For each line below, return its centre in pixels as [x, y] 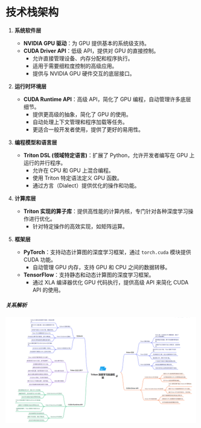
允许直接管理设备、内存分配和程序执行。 [83, 58]
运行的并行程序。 [45, 163]
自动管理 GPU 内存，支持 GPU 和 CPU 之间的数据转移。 [101, 267]
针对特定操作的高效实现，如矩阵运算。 [80, 226]
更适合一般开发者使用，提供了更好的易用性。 [88, 129]
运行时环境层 [30, 86]
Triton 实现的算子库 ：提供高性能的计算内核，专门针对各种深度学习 [106, 211]
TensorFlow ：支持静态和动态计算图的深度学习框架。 [89, 275]
